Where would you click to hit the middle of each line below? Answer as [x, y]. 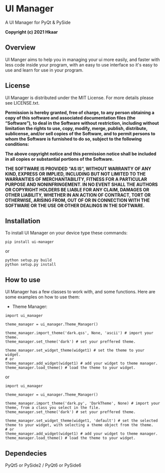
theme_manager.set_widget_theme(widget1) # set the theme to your [75, 351]
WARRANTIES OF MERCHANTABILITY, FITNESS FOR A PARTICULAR [76, 179]
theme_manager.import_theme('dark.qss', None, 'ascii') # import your [79, 333]
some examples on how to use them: [42, 297]
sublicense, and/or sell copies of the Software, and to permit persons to [80, 133]
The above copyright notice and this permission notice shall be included [81, 154]
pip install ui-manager [30, 242]
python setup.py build [28, 260]
